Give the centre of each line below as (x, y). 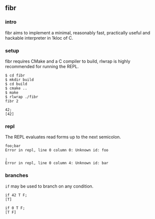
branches (17, 175)
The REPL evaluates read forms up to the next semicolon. (63, 137)
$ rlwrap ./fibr (22, 97)
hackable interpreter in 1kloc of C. (39, 38)
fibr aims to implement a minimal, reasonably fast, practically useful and (78, 33)
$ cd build (16, 84)
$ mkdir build (20, 80)
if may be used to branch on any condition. (49, 186)
